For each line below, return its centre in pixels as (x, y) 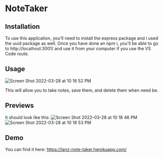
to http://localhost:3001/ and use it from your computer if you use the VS (78, 49)
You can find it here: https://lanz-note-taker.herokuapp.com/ (66, 150)
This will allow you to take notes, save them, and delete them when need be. (82, 90)
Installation (22, 27)
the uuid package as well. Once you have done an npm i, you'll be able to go (82, 43)
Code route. (17, 54)
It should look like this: (28, 117)
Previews (20, 106)
